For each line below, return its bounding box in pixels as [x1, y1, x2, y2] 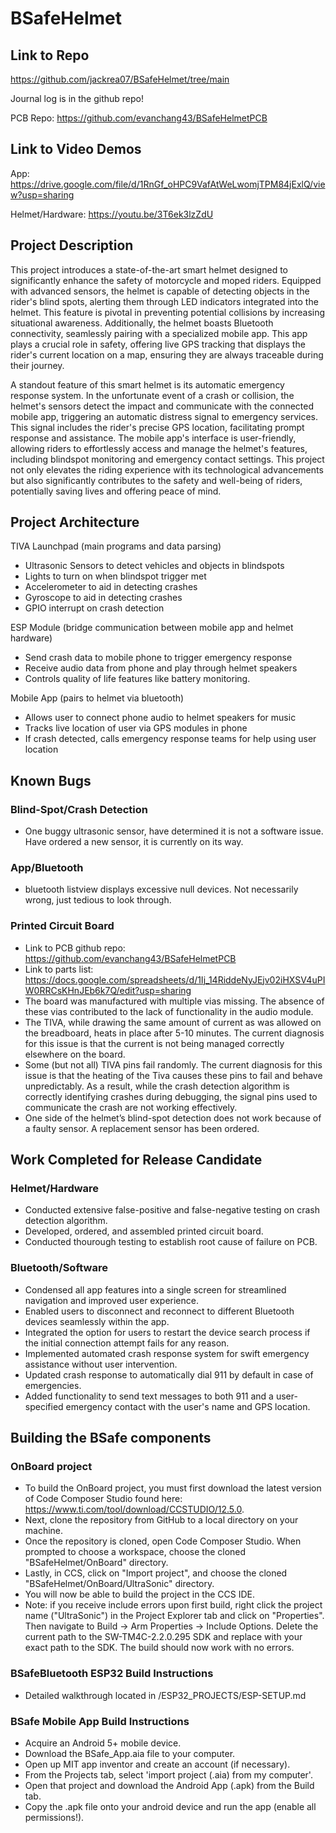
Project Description [10, 237, 134, 254]
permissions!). [24, 1811, 85, 1823]
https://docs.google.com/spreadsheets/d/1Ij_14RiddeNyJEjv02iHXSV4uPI [24, 973, 326, 986]
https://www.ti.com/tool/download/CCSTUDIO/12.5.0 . [24, 1503, 245, 1516]
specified [24, 1400, 64, 1412]
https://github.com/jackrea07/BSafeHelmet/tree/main [10, 73, 230, 85]
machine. [24, 1525, 64, 1537]
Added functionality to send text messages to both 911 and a [24, 1390, 274, 1402]
